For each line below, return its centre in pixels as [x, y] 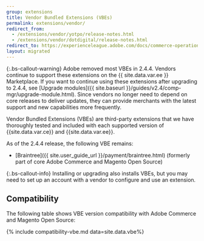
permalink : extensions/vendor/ [46, 23]
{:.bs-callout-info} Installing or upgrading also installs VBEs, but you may [97, 173]
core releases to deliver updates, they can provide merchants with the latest [101, 101]
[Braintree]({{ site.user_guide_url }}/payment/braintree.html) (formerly [102, 155]
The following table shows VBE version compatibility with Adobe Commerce [101, 213]
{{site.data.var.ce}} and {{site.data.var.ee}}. [61, 131]
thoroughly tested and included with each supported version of [85, 125]
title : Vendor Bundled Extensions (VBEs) [59, 18]
